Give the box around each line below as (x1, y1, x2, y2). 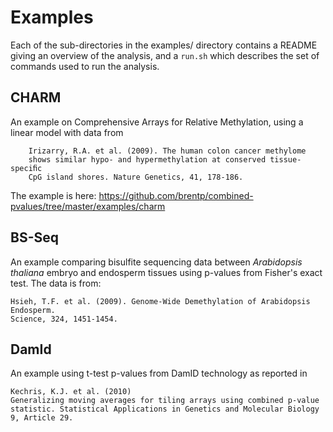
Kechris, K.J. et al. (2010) (10, 387, 132, 397)
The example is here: (10, 189, 97, 201)
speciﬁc (10, 163, 43, 173)
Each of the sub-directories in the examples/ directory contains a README (10, 39, 318, 51)
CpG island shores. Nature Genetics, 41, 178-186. (28, 172, 244, 182)
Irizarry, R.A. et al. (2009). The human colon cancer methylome (28, 146, 307, 156)
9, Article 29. (10, 413, 74, 423)
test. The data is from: (10, 277, 102, 289)
